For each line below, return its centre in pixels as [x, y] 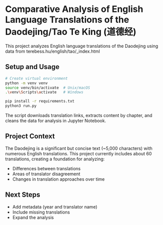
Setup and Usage [32, 67]
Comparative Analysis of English [74, 9]
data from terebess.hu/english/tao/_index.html [53, 51]
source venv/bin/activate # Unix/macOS [48, 88]
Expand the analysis [33, 217]
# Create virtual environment [37, 78]
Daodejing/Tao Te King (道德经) [71, 32]
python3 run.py [21, 106]
